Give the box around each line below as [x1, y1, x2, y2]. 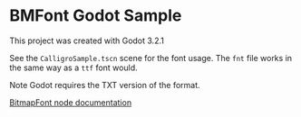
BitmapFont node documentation [9, 96, 132, 108]
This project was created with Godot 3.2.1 [9, 35, 165, 46]
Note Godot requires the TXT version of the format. [9, 79, 201, 90]
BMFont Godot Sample [9, 5, 182, 26]
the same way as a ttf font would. [9, 62, 138, 73]
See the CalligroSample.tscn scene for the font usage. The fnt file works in [9, 52, 293, 63]
